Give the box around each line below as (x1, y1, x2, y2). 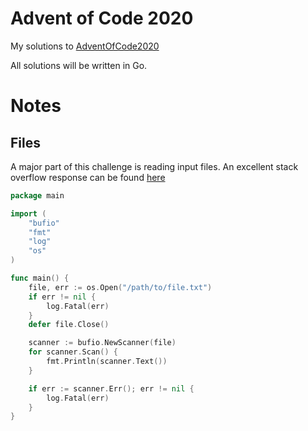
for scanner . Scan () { (28, 347, 118, 357)
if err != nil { (28, 292, 97, 302)
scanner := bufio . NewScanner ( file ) (28, 338, 177, 348)
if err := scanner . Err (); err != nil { (28, 383, 195, 394)
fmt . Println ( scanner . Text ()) (46, 357, 168, 367)
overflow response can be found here (10, 171, 166, 183)
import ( (10, 208, 47, 219)
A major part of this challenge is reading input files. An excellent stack (10, 160, 299, 172)
